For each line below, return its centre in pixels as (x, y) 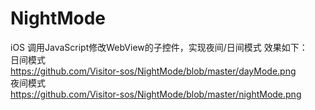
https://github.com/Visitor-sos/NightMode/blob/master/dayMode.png (153, 71)
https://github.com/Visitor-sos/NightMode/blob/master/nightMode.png (156, 94)
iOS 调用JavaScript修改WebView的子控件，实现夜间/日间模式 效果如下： (159, 47)
